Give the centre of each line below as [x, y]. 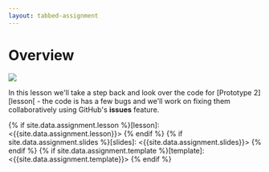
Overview [41, 55]
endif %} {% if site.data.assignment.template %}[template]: [106, 150]
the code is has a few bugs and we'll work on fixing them [137, 101]
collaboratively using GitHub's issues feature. [84, 110]
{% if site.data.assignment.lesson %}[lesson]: [84, 125]
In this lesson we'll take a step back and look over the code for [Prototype [130, 92]
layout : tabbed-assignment [53, 16]
